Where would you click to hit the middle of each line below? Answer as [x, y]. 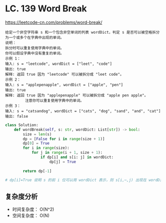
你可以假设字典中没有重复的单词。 [35, 53]
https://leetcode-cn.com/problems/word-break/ [54, 22]
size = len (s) [37, 134]
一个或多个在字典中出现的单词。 [36, 38]
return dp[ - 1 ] [37, 171]
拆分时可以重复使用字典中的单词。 [35, 48]
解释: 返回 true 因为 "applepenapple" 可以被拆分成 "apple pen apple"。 [77, 95]
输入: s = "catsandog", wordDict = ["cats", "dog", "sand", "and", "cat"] [83, 111]
